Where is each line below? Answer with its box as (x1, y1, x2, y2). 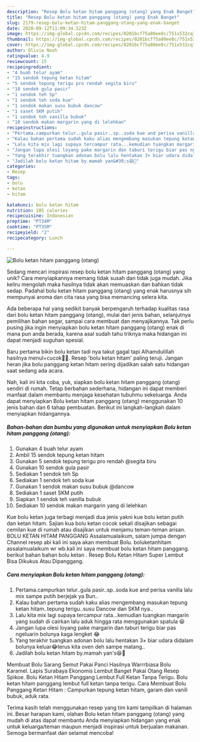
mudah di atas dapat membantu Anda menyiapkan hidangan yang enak (7, 716, 181, 724)
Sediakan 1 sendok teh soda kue (15, 476, 94, 483)
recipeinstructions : (7, 125, 58, 131)
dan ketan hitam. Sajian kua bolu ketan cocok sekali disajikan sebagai (7, 520, 177, 527)
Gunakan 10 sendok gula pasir (15, 464, 90, 471)
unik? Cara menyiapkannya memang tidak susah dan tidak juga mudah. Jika (7, 274, 192, 281)
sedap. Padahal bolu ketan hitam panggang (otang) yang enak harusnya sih (7, 287, 192, 294)
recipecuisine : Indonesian (7, 213, 74, 219)
